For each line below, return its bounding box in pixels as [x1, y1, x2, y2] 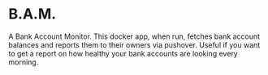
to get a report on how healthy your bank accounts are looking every [8, 48, 238, 58]
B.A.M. [8, 5, 57, 23]
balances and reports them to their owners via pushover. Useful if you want [8, 40, 261, 49]
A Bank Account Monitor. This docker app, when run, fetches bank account [8, 31, 261, 41]
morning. [8, 57, 39, 67]
